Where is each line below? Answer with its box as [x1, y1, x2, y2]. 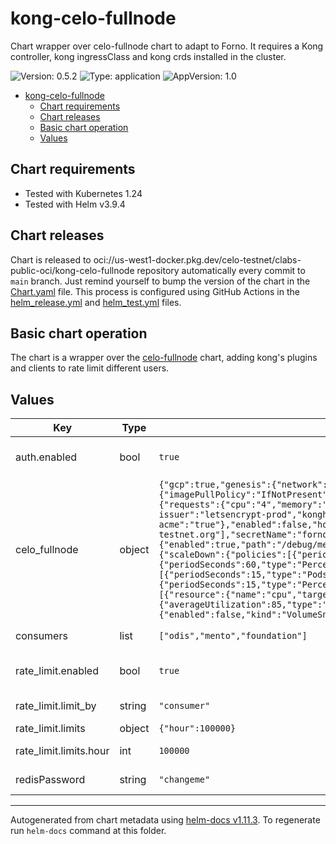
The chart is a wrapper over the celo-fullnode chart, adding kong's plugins [10, 352, 318, 364]
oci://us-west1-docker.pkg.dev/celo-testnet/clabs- [93, 253, 302, 266]
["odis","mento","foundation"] [158, 630, 308, 642]
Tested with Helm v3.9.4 [24, 198, 126, 210]
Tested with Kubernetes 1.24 [24, 187, 143, 199]
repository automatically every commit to [136, 264, 306, 276]
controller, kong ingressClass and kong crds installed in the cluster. [10, 50, 287, 62]
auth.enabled [15, 450, 77, 464]
